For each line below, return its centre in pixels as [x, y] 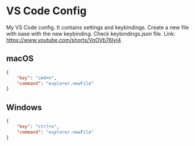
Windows [24, 107]
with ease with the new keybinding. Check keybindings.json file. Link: [91, 33]
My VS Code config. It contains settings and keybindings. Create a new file [97, 27]
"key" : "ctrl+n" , [38, 126]
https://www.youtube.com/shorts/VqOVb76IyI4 [64, 40]
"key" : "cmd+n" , [37, 78]
